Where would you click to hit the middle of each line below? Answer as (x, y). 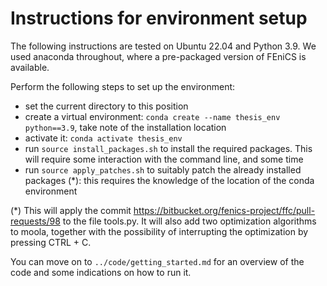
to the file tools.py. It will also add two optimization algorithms (189, 221)
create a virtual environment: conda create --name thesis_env (152, 116)
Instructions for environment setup (159, 18)
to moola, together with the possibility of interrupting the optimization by (159, 231)
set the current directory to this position (106, 106)
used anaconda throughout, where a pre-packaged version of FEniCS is (158, 56)
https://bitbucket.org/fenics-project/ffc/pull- (224, 210)
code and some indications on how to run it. (101, 272)
